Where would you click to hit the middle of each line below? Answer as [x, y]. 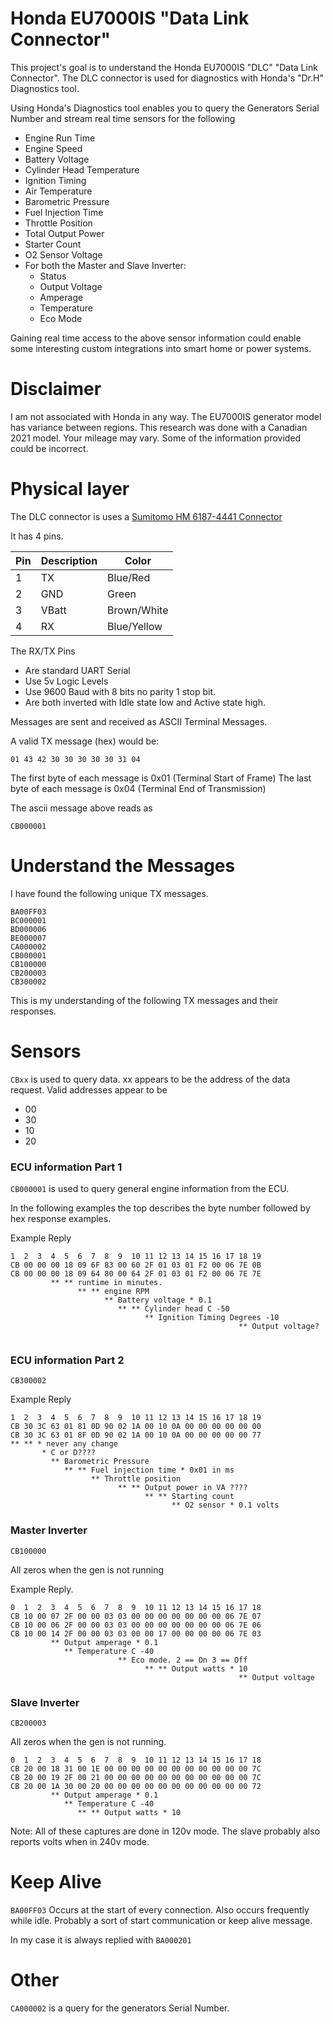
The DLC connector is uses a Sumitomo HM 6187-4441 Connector [146, 516]
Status [53, 276]
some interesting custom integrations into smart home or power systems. [161, 348]
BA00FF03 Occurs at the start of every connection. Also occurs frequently [160, 1909]
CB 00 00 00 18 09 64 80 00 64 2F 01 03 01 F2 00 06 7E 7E [136, 1273]
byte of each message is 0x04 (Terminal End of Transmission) [138, 788]
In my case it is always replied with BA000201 [101, 1939]
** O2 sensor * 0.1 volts [225, 1505]
